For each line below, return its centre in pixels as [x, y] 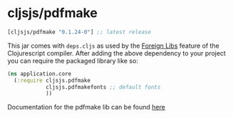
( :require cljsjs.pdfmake [52, 80]
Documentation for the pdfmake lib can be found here [86, 107]
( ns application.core [40, 74]
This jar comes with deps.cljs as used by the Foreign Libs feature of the [113, 45]
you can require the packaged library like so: [73, 60]
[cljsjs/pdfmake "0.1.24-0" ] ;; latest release [79, 32]
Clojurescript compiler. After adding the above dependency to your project [116, 53]
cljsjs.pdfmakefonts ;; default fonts [103, 87]
